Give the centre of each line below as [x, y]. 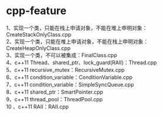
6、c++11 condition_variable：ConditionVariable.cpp [69, 77]
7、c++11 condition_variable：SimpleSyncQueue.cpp [70, 84]
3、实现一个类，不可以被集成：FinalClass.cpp [62, 55]
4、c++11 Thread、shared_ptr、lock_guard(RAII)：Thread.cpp [81, 62]
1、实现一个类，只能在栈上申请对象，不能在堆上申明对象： [77, 28]
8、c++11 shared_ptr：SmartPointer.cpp [55, 92]
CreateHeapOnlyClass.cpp [38, 48]
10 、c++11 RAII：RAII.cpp [37, 107]
